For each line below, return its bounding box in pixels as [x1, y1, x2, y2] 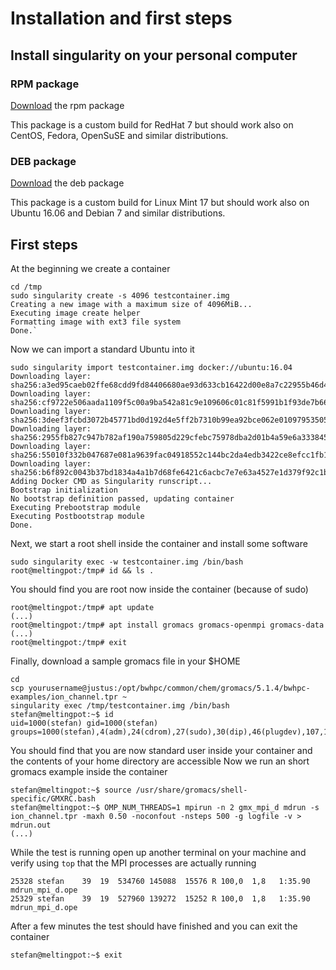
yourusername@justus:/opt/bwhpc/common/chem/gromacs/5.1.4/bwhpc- [28, 683, 311, 693]
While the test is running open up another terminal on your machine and [10, 846, 307, 858]
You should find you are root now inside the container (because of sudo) [10, 583, 309, 595]
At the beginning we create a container [10, 262, 171, 274]
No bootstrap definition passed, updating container [10, 493, 235, 504]
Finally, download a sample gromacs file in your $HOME [10, 655, 241, 667]
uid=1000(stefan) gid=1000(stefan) [10, 718, 159, 728]
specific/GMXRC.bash [10, 793, 97, 804]
